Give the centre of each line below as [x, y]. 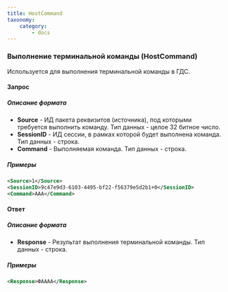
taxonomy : [21, 20]
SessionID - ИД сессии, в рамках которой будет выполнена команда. [119, 135]
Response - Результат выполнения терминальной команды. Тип [111, 242]
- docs [41, 32]
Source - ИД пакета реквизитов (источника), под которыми [104, 120]
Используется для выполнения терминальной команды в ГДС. [99, 71]
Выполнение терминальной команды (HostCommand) [102, 57]
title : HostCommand [35, 13]
